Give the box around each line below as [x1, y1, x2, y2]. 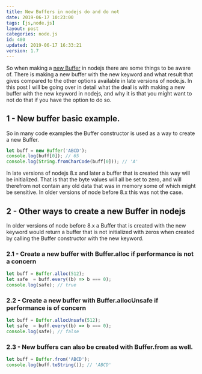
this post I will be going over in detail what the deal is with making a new [6, 83, 185, 91]
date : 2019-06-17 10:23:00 [6, 14, 74, 20]
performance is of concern [6, 304, 86, 312]
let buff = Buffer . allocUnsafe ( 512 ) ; [6, 318, 101, 324]
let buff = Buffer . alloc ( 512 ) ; [6, 271, 85, 277]
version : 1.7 [6, 48, 39, 54]
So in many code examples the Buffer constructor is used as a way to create [6, 130, 195, 137]
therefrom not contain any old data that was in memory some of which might [6, 182, 196, 190]
